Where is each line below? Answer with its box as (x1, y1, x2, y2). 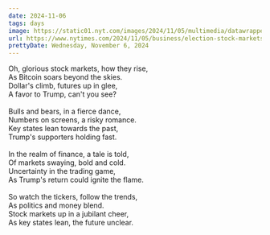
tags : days (8, 19, 45, 27)
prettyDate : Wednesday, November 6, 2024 (8, 42, 149, 50)
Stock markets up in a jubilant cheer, (8, 209, 129, 219)
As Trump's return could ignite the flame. (8, 175, 145, 185)
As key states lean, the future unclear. (8, 218, 134, 228)
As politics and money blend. (8, 200, 104, 210)
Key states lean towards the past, (8, 124, 119, 134)
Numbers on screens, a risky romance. (8, 115, 137, 125)
